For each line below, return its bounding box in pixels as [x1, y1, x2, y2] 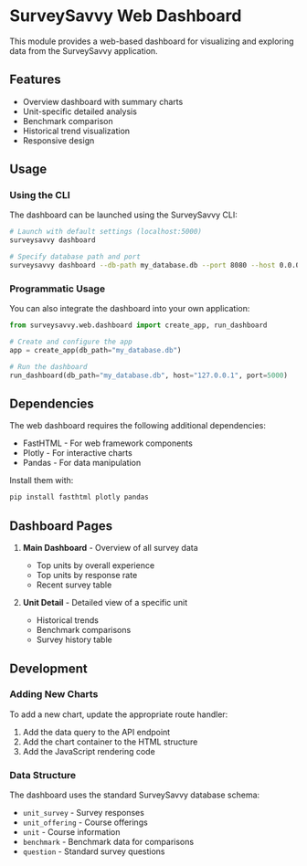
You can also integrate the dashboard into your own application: [9, 303, 250, 314]
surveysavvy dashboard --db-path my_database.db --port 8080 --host [9, 261, 276, 270]
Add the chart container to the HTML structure [22, 736, 198, 747]
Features [9, 72, 61, 88]
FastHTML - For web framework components [22, 438, 194, 449]
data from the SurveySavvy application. [9, 45, 158, 56]
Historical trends [36, 615, 99, 626]
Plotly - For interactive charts [22, 448, 132, 459]
